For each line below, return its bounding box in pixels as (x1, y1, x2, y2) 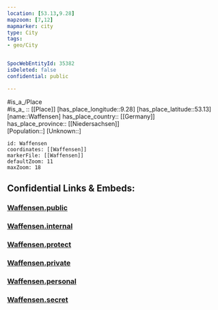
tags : (7, 36, 23, 42)
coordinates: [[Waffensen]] (7, 146, 87, 153)
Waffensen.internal (7, 221, 73, 231)
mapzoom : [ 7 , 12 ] (7, 16, 53, 23)
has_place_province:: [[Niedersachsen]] (7, 119, 120, 127)
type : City (7, 29, 38, 36)
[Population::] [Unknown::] (7, 127, 82, 135)
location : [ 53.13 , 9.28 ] (7, 10, 75, 17)
